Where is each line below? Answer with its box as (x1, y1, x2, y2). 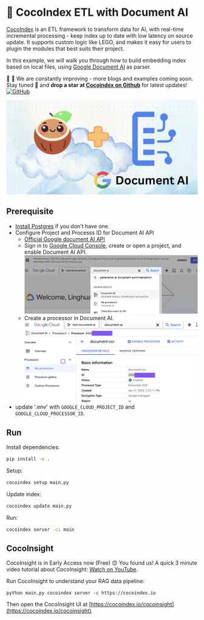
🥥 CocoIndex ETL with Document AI (6, 5, 189, 19)
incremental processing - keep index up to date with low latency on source (6, 32, 193, 39)
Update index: (6, 490, 41, 497)
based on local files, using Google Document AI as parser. (6, 63, 152, 70)
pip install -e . (6, 456, 50, 462)
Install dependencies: (6, 443, 60, 451)
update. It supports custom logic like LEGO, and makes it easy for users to (6, 38, 191, 46)
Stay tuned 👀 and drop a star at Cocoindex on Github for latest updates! (6, 81, 188, 89)
